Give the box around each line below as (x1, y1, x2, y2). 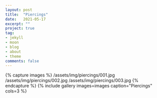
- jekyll (5, 35, 24, 40)
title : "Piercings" (5, 12, 49, 17)
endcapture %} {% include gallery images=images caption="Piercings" (5, 83, 152, 89)
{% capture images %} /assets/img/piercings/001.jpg (5, 72, 115, 78)
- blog (5, 44, 19, 49)
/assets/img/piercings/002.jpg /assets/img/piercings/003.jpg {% (5, 77, 139, 83)
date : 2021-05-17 (5, 16, 46, 21)
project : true (5, 26, 35, 31)
